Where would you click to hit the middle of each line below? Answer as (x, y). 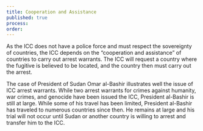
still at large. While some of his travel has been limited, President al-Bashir (99, 104)
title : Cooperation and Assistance (52, 12)
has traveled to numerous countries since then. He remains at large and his (101, 110)
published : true (27, 18)
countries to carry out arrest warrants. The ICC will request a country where (101, 59)
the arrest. (19, 72)
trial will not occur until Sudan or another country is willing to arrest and (96, 116)
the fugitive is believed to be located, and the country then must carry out (99, 66)
